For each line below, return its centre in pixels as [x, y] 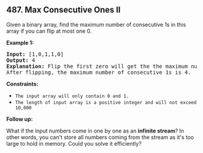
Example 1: [20, 42]
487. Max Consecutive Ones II [63, 10]
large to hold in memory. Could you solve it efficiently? [74, 143]
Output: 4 [21, 60]
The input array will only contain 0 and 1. [72, 96]
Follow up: [20, 119]
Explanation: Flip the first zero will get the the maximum [97, 66]
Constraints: [22, 83]
